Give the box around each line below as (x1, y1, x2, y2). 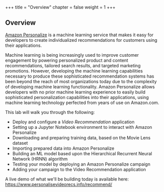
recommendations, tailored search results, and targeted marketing (5, 62, 141, 69)
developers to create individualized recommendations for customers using (5, 37, 158, 43)
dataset (12, 140, 28, 146)
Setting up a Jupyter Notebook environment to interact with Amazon (12, 124, 153, 130)
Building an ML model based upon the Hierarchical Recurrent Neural (12, 150, 153, 156)
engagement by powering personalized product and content (5, 57, 128, 63)
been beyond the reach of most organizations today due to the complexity (5, 78, 157, 84)
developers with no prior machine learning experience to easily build (5, 89, 146, 95)
